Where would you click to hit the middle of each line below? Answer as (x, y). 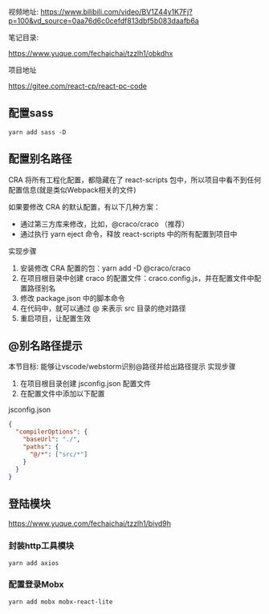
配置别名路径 (40, 159)
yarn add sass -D (37, 132)
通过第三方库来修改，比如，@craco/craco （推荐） (104, 224)
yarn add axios (34, 563)
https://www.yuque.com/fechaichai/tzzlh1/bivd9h (90, 523)
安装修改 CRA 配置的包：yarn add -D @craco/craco (105, 268)
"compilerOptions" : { (52, 432)
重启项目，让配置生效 (55, 318)
